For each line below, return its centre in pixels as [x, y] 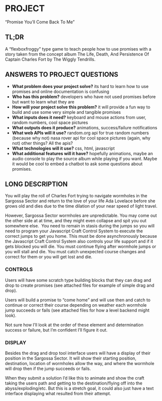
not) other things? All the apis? [43, 143]
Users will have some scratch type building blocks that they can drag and [78, 280]
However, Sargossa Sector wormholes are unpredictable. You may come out [81, 216]
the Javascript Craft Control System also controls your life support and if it [79, 242]
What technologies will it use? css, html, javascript [63, 148]
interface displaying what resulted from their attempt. [58, 393]
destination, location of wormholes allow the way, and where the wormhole [80, 363]
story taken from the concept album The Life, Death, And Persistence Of [77, 54]
